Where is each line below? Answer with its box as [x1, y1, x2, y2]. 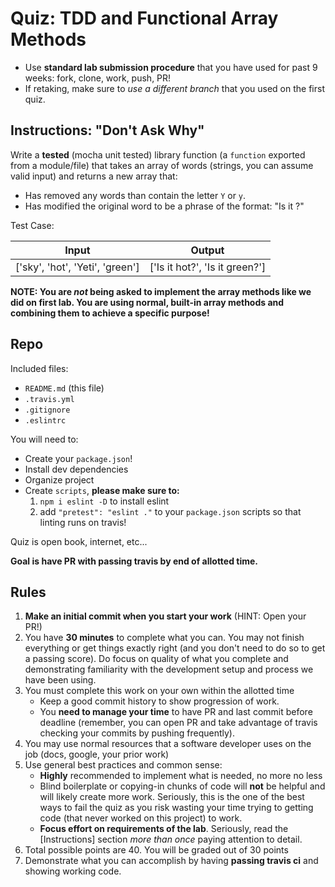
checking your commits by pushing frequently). [39, 727, 235, 739]
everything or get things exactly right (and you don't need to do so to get [24, 642, 326, 654]
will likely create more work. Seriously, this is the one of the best [39, 791, 305, 803]
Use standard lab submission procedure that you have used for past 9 [24, 61, 318, 73]
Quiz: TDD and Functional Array [10, 7, 279, 30]
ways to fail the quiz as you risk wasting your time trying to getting [39, 802, 314, 814]
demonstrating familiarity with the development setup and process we [24, 663, 314, 676]
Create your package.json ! [24, 452, 133, 464]
